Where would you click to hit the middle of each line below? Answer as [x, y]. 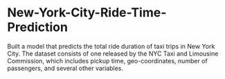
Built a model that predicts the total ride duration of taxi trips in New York [111, 46]
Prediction [37, 27]
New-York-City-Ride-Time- [87, 13]
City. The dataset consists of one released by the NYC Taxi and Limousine [113, 54]
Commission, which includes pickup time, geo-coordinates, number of [107, 60]
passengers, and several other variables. [65, 68]
